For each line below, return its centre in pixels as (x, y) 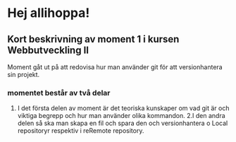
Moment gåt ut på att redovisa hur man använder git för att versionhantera (115, 67)
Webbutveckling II (48, 50)
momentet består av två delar (59, 93)
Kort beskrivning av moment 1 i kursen (93, 39)
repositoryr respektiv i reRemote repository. (81, 131)
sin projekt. (24, 75)
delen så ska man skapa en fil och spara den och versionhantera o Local (123, 123)
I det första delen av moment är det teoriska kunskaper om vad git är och (123, 108)
